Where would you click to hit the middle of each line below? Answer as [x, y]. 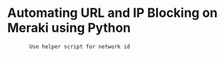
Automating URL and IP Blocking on [112, 13]
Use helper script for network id [80, 46]
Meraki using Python [69, 28]
